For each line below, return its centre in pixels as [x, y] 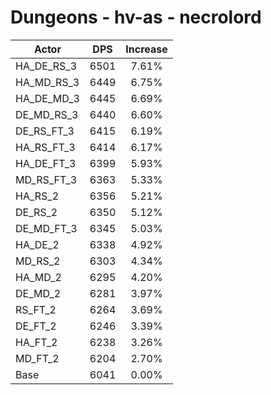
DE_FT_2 [36, 326]
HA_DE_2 [37, 244]
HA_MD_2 [38, 277]
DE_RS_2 [36, 212]
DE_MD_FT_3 [46, 228]
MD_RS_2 [38, 261]
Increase [146, 49]
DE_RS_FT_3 [45, 131]
